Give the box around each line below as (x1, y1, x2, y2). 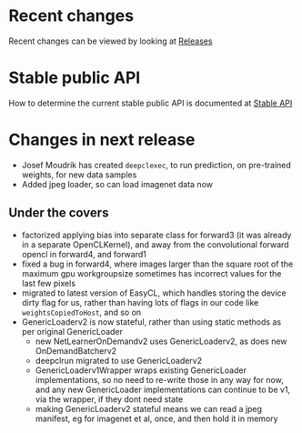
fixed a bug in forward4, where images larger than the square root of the (21, 258, 294, 269)
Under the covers (8, 206, 109, 221)
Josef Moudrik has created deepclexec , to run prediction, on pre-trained (21, 159, 292, 170)
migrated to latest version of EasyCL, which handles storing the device (21, 287, 287, 298)
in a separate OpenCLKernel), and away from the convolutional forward (21, 238, 289, 250)
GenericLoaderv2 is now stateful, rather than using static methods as (21, 316, 282, 327)
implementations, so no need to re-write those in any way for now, (35, 374, 284, 385)
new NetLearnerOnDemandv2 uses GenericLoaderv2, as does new (35, 336, 287, 347)
